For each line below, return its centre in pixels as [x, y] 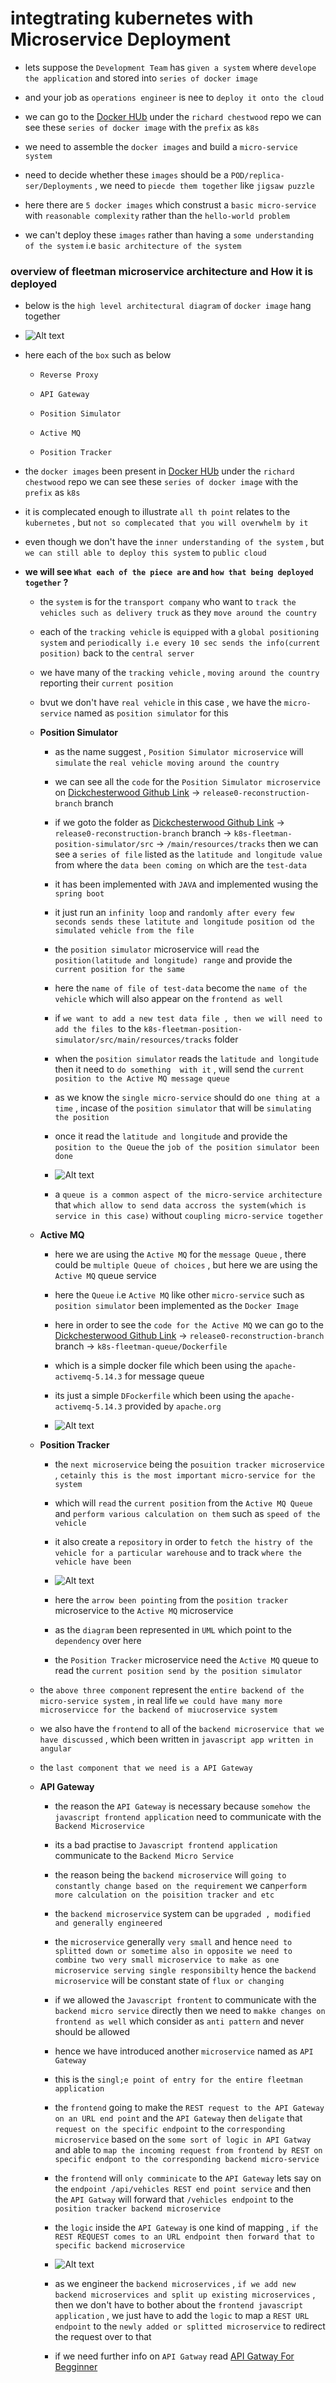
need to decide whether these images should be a [126, 174]
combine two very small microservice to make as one [167, 1960]
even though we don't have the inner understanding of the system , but [174, 542]
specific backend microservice [119, 2246]
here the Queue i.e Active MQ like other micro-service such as [179, 1295]
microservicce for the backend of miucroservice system [158, 1710]
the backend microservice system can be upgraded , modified [182, 1914]
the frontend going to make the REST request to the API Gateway [189, 2108]
